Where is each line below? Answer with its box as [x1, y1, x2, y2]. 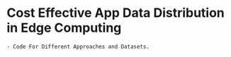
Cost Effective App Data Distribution [6, 5, 225, 21]
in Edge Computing [6, 20, 122, 36]
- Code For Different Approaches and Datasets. [6, 43, 150, 50]
